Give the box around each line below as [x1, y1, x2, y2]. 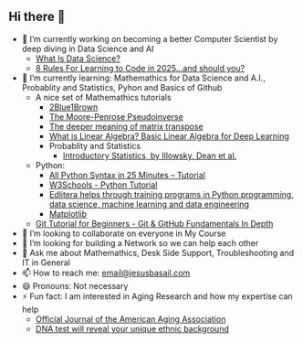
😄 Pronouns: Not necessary [21, 280, 129, 291]
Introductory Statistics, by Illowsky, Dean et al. [62, 150, 237, 161]
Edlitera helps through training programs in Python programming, [48, 188, 294, 199]
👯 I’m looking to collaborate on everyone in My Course [21, 228, 226, 239]
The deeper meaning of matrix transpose [48, 121, 204, 132]
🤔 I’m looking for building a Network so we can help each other [21, 237, 259, 248]
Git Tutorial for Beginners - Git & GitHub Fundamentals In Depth [35, 218, 274, 229]
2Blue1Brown [48, 102, 99, 113]
